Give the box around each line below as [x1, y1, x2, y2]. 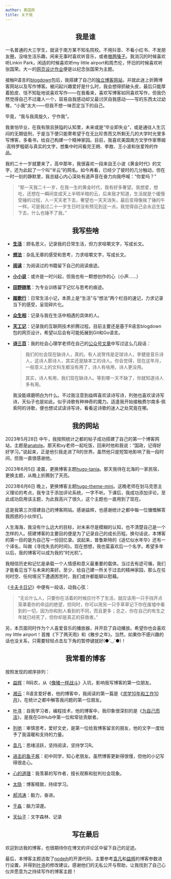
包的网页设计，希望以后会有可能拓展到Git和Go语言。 [12, 330, 123, 336]
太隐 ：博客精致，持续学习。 [12, 781, 71, 787]
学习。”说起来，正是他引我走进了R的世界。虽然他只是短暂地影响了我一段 [9, 448, 160, 455]
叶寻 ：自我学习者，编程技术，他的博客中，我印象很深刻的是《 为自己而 [12, 707, 160, 713]
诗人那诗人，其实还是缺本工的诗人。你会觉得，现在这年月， [39, 358, 164, 364]
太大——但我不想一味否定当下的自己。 [27, 103, 108, 109]
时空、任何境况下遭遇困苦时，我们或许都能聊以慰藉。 [9, 573, 121, 579]
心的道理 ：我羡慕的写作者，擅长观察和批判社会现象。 [12, 770, 125, 776]
